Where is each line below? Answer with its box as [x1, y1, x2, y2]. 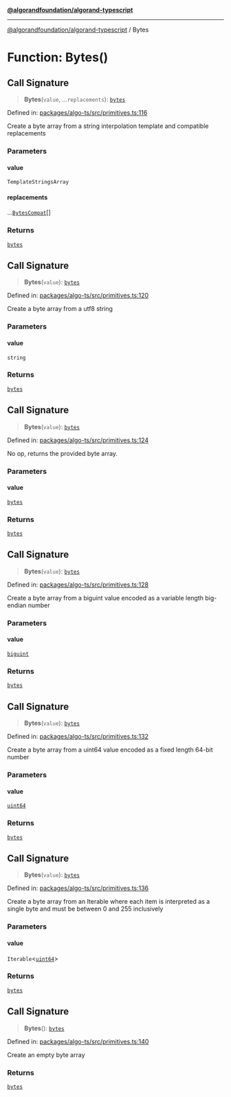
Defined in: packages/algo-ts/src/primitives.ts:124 [7, 436, 149, 444]
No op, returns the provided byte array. [7, 449, 118, 457]
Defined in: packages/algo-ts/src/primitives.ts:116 [7, 109, 148, 116]
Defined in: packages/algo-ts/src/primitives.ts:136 [7, 884, 149, 893]
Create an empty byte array [7, 1050, 85, 1058]
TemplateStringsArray [7, 179, 69, 186]
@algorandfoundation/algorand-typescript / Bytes [7, 25, 149, 34]
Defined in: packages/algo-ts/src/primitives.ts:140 [7, 1037, 149, 1045]
